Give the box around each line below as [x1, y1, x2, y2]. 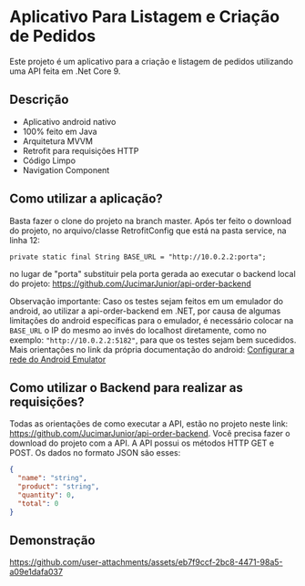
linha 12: [9, 234, 41, 245]
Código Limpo [22, 155, 76, 166]
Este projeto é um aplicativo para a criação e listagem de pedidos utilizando [9, 56, 294, 67]
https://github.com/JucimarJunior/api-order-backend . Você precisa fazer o [9, 428, 290, 439]
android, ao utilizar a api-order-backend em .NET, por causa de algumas [9, 305, 281, 316]
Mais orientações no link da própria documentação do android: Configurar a [9, 344, 295, 355]
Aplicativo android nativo [22, 116, 117, 127]
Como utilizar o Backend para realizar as [9, 380, 243, 396]
